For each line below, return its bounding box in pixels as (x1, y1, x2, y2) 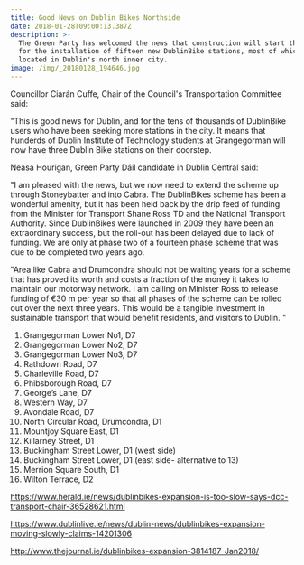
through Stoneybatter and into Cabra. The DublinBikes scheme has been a (10, 189, 287, 200)
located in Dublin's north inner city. (18, 55, 169, 64)
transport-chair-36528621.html (10, 501, 125, 512)
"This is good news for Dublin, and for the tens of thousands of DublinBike (10, 115, 287, 127)
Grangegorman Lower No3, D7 (23, 349, 138, 360)
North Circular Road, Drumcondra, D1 (23, 416, 162, 427)
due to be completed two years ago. (10, 246, 145, 258)
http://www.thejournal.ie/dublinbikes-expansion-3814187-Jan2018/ (10, 545, 260, 556)
